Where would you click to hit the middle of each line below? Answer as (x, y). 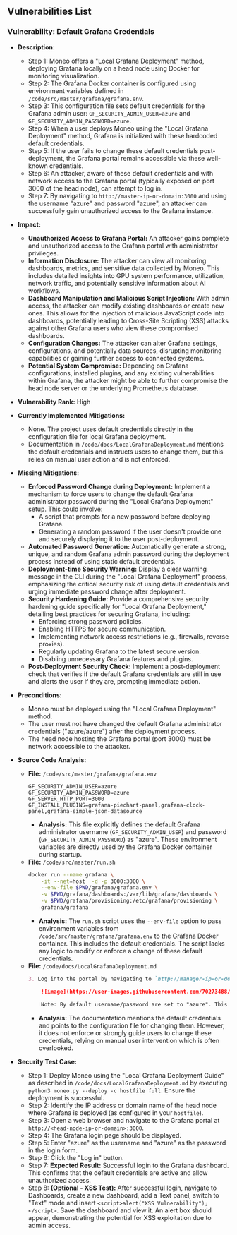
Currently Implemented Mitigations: (71, 415)
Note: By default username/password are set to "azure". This (134, 1004)
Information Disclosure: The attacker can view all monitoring (117, 260)
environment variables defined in (76, 90)
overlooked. (56, 1048)
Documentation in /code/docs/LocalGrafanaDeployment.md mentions (126, 444)
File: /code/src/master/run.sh (72, 862)
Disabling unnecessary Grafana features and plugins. (116, 658)
